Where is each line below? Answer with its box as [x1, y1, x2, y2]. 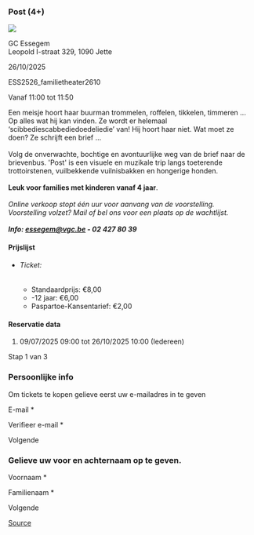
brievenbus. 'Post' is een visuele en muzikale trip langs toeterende [8, 158, 223, 167]
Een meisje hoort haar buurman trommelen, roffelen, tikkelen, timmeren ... [8, 108, 247, 118]
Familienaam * [8, 487, 55, 497]
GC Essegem [8, 38, 50, 49]
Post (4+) [8, 6, 45, 17]
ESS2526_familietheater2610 [8, 78, 101, 87]
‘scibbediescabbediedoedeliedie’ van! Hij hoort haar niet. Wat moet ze [8, 125, 234, 134]
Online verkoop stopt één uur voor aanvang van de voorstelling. [8, 199, 215, 209]
